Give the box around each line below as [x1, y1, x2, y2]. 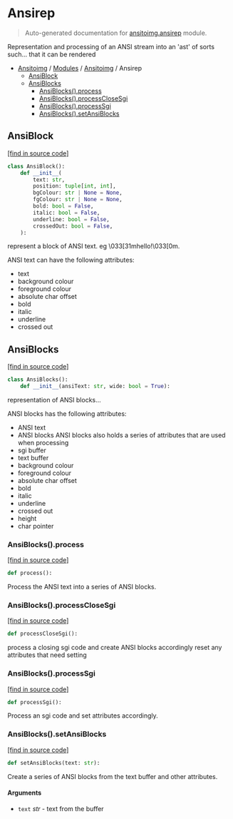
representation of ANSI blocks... [7, 395, 101, 404]
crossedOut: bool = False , [33, 223, 113, 230]
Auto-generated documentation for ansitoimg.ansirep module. [24, 29, 207, 37]
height [17, 514, 37, 522]
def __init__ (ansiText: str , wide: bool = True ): [20, 383, 171, 390]
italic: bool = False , [33, 209, 100, 216]
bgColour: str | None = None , [33, 189, 123, 197]
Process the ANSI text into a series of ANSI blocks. [7, 583, 157, 591]
